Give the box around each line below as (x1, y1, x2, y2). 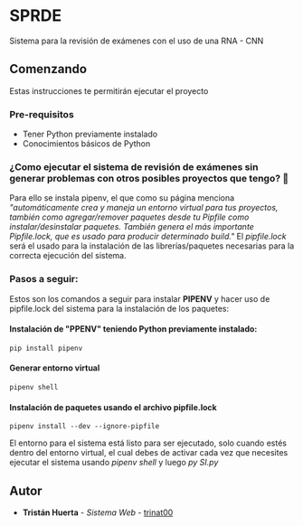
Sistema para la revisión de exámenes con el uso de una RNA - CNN (9, 35, 264, 46)
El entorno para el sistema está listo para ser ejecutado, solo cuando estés (9, 437, 288, 448)
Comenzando (9, 61, 88, 77)
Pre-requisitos (9, 108, 74, 120)
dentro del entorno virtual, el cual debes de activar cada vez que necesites (9, 447, 289, 458)
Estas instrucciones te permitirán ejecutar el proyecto (9, 85, 209, 96)
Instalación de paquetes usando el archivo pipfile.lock (9, 401, 217, 412)
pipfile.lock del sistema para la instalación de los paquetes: (9, 303, 230, 314)
